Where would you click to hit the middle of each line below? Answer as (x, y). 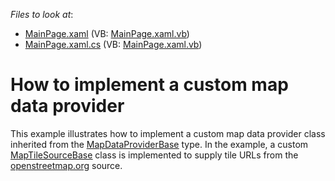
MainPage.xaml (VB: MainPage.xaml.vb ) (107, 33)
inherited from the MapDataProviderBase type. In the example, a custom (159, 144)
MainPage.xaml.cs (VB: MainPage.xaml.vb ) (113, 44)
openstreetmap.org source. (66, 165)
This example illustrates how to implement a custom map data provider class (168, 133)
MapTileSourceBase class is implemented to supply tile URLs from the (154, 155)
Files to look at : (42, 14)
